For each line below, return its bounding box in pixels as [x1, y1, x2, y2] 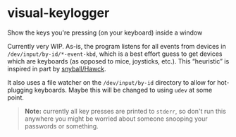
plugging [7, 85, 33, 94]
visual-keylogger [7, 5, 110, 21]
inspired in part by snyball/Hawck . [7, 64, 107, 73]
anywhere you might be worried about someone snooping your [24, 114, 208, 123]
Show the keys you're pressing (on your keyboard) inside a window [7, 28, 203, 37]
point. [7, 93, 25, 102]
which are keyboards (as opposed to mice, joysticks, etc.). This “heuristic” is [7, 56, 230, 65]
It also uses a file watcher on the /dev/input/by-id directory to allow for [7, 78, 216, 86]
